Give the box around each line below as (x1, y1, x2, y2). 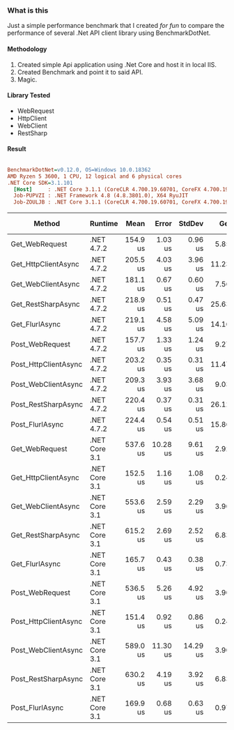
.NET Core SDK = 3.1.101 (7, 179, 73, 186)
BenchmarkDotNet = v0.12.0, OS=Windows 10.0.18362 (7, 166, 151, 173)
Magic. (17, 75, 38, 84)
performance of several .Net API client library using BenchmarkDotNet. (7, 29, 211, 37)
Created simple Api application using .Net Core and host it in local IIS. (17, 60, 217, 68)
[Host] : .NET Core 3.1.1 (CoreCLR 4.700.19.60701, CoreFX (13, 185, 201, 193)
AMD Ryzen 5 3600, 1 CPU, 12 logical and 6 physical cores (7, 173, 182, 180)
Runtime (89, 219, 118, 229)
